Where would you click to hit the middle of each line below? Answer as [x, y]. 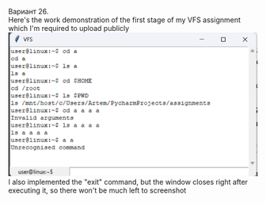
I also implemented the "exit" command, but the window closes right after [128, 182]
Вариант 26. [28, 11]
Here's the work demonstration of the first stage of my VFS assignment [125, 20]
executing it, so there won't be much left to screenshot [97, 190]
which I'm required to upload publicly [69, 28]
